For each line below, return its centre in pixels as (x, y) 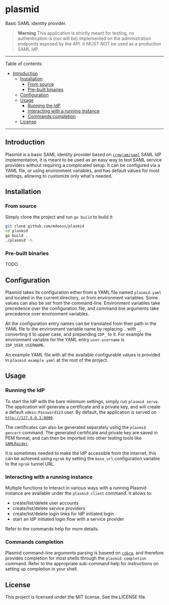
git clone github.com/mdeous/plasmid (45, 226)
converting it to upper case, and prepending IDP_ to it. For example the (78, 335)
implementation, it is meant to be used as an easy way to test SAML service (83, 159)
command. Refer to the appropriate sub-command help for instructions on (82, 564)
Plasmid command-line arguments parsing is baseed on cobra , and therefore (84, 553)
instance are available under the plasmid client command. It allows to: (79, 493)
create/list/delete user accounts (46, 503)
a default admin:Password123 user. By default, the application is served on (81, 412)
